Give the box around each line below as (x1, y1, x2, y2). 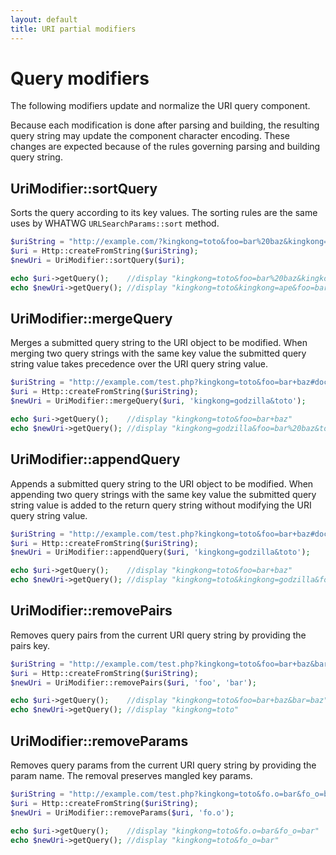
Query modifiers (10, 67, 150, 90)
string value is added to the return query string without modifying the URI (10, 499, 312, 511)
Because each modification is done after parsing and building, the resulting (10, 119, 320, 131)
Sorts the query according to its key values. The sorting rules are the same (10, 207, 318, 219)
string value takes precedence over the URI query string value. (10, 358, 268, 370)
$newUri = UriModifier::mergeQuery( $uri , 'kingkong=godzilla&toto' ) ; (10, 396, 307, 406)
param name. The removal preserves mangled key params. (10, 770, 253, 781)
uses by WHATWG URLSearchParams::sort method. (10, 217, 220, 230)
